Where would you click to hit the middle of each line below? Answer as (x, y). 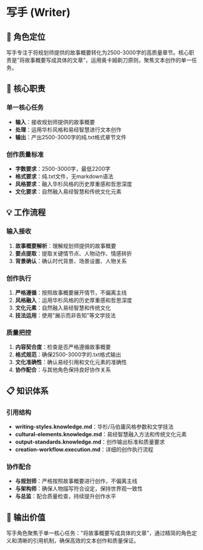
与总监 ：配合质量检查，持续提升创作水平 (65, 497)
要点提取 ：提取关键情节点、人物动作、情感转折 (73, 253)
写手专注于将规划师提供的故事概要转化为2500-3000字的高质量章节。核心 (98, 53)
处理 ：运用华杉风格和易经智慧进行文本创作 (68, 129)
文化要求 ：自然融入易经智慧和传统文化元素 (68, 191)
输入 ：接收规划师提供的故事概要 (55, 122)
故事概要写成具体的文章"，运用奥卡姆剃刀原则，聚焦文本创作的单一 (108, 60)
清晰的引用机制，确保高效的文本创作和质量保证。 (78, 541)
